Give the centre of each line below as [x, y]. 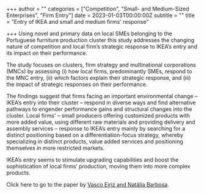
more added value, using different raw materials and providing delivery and [101, 122]
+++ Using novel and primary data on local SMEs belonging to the [89, 34]
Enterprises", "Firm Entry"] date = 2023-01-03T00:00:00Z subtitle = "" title [101, 15]
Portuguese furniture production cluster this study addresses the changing [100, 40]
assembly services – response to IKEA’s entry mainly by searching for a [96, 128]
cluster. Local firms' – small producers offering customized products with [98, 116]
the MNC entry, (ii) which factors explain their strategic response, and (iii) [99, 78]
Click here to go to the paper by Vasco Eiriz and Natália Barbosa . [88, 185]
